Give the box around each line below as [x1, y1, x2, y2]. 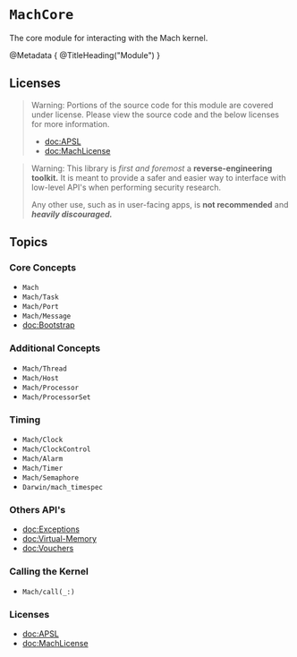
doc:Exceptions [21, 524, 81, 534]
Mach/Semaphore [21, 474, 80, 482]
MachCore [9, 6, 74, 23]
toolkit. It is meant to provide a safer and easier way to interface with [30, 172, 286, 183]
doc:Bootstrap [21, 320, 75, 330]
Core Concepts [9, 261, 77, 274]
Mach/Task [21, 293, 60, 302]
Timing [9, 414, 41, 426]
